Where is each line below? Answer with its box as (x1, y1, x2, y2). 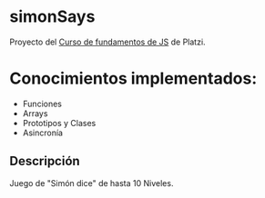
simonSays (9, 6, 96, 27)
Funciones (22, 98, 62, 109)
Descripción (9, 153, 80, 169)
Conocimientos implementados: (9, 68, 258, 89)
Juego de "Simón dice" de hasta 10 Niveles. (9, 177, 174, 188)
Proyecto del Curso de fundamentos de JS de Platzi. (9, 36, 207, 47)
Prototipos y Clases (22, 117, 97, 128)
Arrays (22, 107, 48, 119)
